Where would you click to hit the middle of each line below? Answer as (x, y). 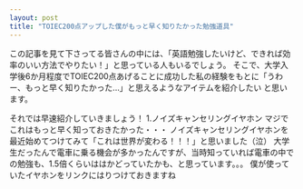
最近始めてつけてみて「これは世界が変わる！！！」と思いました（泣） (141, 141)
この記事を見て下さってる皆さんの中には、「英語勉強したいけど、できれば (146, 53)
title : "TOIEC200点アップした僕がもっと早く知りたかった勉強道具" (122, 26)
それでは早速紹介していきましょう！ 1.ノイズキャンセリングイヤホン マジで (149, 118)
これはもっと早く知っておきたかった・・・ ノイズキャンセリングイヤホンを (149, 129)
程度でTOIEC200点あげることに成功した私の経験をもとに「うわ (165, 76)
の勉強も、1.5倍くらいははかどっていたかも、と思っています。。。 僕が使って (150, 164)
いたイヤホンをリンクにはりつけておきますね (93, 174)
